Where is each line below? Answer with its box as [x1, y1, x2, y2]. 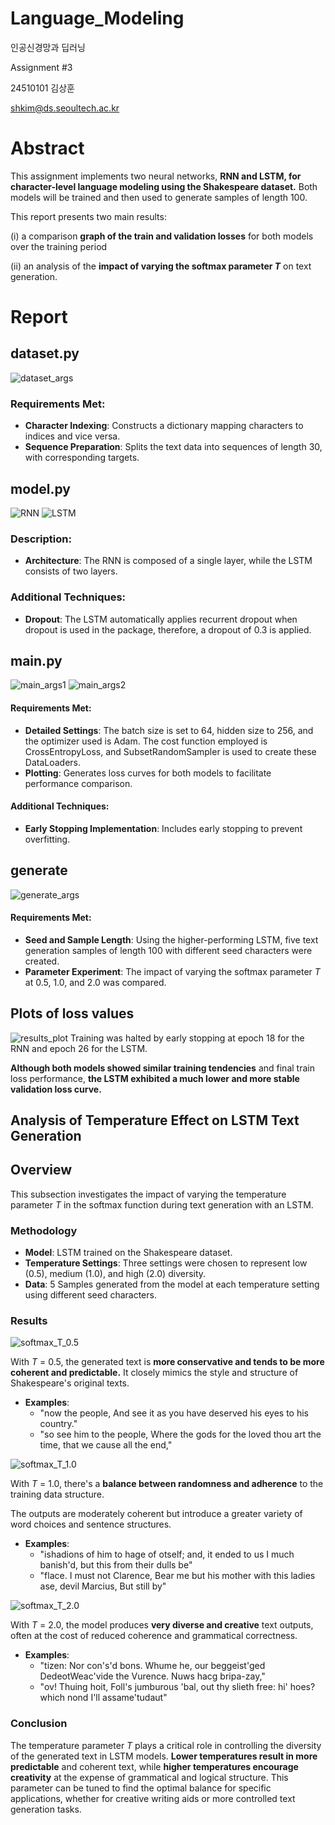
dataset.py [10, 345, 80, 362]
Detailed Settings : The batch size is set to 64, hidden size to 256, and [24, 724, 314, 736]
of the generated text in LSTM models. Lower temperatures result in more [10, 1750, 318, 1762]
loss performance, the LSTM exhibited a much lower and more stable [10, 1072, 300, 1084]
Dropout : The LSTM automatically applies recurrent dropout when [24, 613, 298, 625]
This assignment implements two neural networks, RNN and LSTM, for [10, 170, 302, 182]
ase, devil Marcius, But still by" [39, 1580, 167, 1592]
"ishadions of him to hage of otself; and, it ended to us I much [39, 1548, 295, 1561]
